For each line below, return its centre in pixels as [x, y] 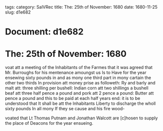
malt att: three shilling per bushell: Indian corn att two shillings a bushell [77, 88]
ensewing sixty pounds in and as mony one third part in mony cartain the [78, 78]
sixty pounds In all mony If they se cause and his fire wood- [65, 109]
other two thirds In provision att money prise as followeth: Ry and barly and [80, 83]
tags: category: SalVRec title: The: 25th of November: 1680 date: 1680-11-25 [81, 7]
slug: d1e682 [18, 12]
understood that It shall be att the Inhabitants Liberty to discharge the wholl [80, 103]
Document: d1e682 [44, 32]
